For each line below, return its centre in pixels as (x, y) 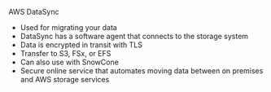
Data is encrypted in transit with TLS (81, 45)
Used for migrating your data (69, 27)
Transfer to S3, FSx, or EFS (66, 53)
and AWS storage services (65, 79)
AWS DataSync (34, 12)
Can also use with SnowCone (70, 62)
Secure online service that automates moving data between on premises (142, 71)
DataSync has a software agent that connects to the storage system (134, 36)
